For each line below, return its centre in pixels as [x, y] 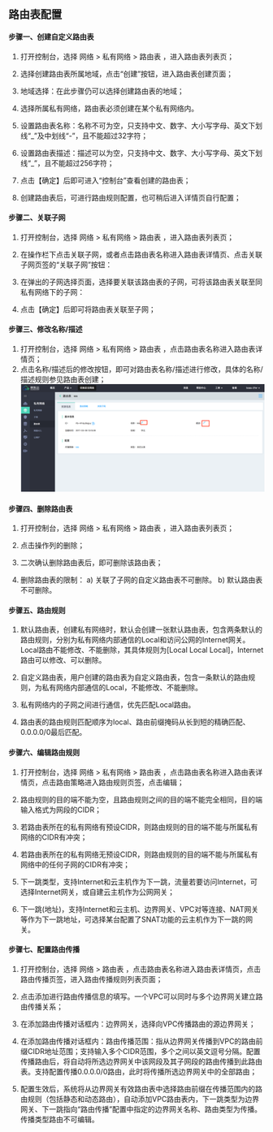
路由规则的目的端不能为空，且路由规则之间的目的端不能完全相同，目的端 [141, 799]
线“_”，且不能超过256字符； [67, 163]
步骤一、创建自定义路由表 [51, 37]
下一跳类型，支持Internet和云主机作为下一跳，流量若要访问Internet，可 [139, 881]
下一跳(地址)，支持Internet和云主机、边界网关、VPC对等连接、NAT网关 [139, 909]
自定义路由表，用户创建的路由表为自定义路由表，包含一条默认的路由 [134, 677]
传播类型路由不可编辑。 [59, 1119]
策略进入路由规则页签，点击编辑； [127, 782]
